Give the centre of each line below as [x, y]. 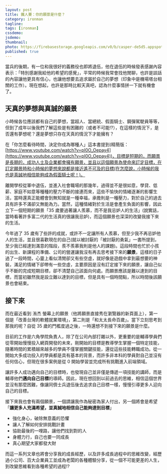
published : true [22, 51]
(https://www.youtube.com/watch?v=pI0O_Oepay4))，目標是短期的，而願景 [83, 156]
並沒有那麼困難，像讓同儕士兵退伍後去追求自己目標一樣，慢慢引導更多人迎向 [83, 385]
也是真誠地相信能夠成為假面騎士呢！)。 [45, 175]
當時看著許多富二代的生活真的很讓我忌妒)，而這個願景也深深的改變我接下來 [82, 217]
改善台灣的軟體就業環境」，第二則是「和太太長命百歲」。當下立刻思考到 [90, 320]
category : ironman [24, 19]
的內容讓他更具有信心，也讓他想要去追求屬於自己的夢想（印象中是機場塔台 [81, 79]
